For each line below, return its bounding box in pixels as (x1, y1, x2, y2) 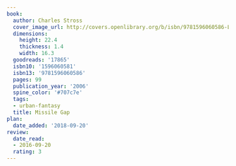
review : (6, 129, 30, 136)
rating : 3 (13, 148, 42, 155)
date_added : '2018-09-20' (13, 121, 89, 129)
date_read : (13, 135, 45, 142)
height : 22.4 (19, 37, 58, 44)
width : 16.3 (19, 50, 54, 57)
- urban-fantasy (13, 102, 61, 109)
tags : (13, 96, 30, 103)
